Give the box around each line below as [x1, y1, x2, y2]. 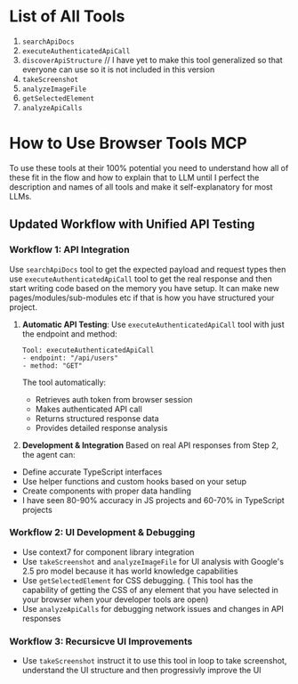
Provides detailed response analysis [35, 422, 168, 433]
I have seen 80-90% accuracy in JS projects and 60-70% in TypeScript [21, 494, 285, 505]
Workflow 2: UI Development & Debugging [9, 526, 196, 539]
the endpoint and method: [21, 328, 117, 339]
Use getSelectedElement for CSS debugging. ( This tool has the [21, 574, 254, 585]
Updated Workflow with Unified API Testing [9, 216, 255, 232]
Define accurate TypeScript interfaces [21, 466, 163, 477]
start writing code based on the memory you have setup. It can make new [9, 282, 280, 293]
